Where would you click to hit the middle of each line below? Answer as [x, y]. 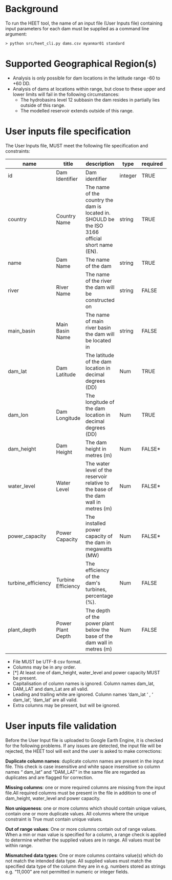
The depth [98, 610]
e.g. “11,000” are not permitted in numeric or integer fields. [67, 872]
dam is [93, 206]
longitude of [100, 402]
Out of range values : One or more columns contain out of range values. [81, 829]
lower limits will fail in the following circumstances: [66, 94]
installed [95, 523]
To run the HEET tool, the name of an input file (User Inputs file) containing [84, 23]
